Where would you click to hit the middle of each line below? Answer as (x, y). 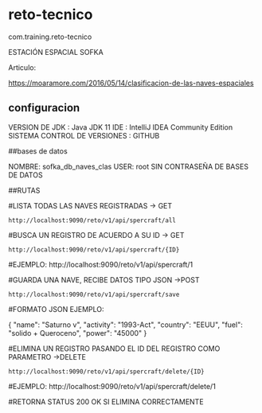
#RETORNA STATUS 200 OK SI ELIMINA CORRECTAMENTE (106, 401)
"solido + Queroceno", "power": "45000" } (78, 333)
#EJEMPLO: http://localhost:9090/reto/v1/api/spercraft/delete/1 (112, 386)
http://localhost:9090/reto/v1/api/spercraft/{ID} (94, 249)
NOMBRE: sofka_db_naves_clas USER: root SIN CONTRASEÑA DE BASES (129, 166)
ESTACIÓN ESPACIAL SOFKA (56, 52)
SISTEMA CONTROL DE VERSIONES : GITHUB (84, 135)
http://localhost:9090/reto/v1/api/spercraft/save (94, 294)
